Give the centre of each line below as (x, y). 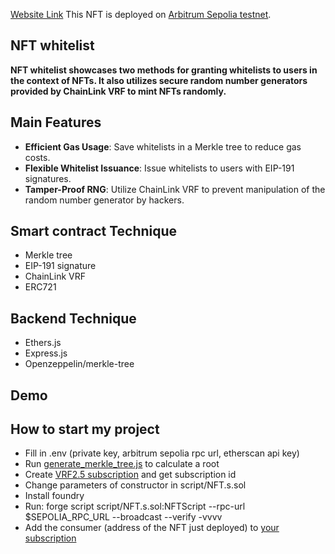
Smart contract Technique (94, 231)
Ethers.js (43, 343)
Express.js (46, 353)
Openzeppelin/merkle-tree (79, 364)
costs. (37, 157)
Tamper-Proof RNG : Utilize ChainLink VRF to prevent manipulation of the (175, 189)
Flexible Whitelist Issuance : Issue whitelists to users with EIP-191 (159, 168)
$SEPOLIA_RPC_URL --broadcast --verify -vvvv (123, 517)
